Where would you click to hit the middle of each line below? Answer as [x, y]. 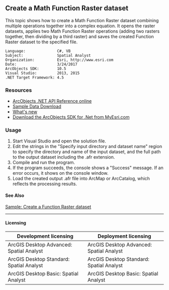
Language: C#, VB [38, 51]
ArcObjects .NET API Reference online [52, 101]
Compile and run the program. [44, 163]
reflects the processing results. [45, 184]
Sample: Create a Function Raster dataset [48, 206]
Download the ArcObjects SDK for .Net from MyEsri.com [71, 117]
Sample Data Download [37, 106]
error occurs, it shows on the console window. [60, 173]
